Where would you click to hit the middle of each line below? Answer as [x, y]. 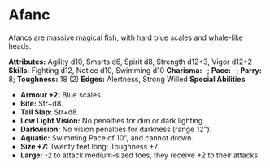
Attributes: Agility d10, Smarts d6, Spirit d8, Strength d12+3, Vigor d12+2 [131, 62]
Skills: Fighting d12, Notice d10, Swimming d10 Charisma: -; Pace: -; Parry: [135, 70]
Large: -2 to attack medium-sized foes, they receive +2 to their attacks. [140, 155]
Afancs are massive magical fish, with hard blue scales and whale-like [126, 37]
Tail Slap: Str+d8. [50, 112]
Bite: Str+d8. [41, 103]
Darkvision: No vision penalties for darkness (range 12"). [116, 129]
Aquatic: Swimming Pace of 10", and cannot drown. [107, 138]
